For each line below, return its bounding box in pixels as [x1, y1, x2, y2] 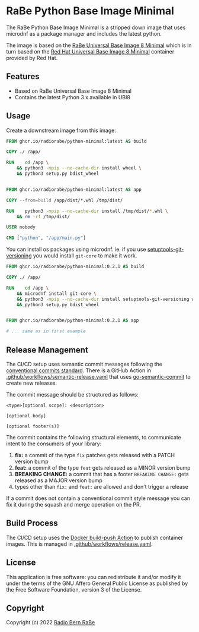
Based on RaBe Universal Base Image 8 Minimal [14, 87, 132, 95]
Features [6, 71, 40, 81]
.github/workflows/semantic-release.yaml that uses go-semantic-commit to [6, 373, 191, 380]
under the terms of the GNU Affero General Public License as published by [6, 580, 188, 587]
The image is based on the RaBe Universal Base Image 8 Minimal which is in [6, 42, 192, 49]
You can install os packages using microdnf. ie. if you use [6, 246, 146, 253]
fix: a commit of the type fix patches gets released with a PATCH [14, 452, 175, 458]
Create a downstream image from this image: [6, 127, 117, 134]
